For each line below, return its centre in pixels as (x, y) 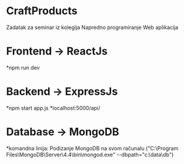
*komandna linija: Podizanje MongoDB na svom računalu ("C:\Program (92, 148)
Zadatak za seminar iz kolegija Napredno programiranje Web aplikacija (92, 27)
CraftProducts (42, 11)
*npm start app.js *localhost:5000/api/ (53, 108)
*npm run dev (23, 67)
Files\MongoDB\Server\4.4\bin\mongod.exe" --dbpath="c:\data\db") (90, 155)
